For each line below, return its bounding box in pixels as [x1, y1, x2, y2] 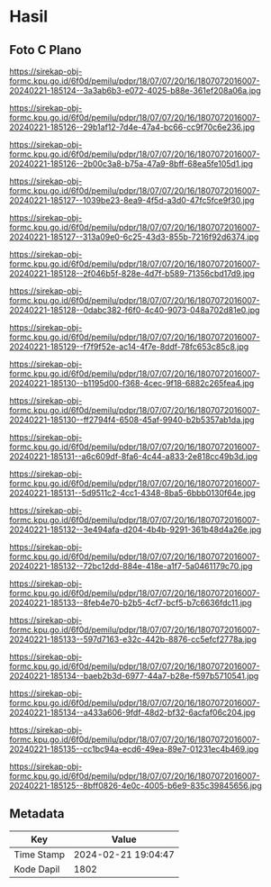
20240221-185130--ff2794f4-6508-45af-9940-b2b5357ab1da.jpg [9, 414, 255, 425]
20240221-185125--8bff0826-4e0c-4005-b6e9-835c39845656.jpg [9, 781, 263, 791]
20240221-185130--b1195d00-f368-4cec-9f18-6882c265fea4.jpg [9, 378, 255, 388]
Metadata [9, 806, 65, 821]
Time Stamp [14, 848, 66, 861]
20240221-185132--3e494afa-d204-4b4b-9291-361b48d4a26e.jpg [9, 524, 262, 535]
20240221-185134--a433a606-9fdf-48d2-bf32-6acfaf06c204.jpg [9, 707, 256, 718]
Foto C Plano [9, 42, 82, 58]
